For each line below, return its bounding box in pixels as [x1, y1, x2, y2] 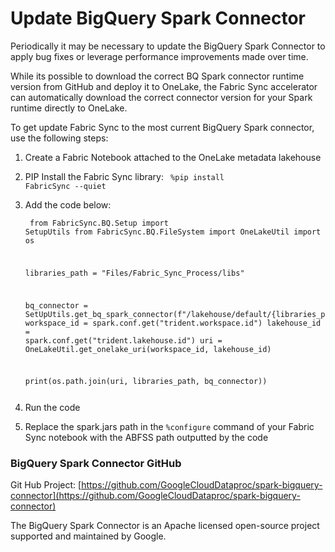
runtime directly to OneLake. [10, 102, 128, 114]
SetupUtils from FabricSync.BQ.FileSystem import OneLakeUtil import [24, 227, 322, 237]
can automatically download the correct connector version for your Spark [10, 91, 313, 103]
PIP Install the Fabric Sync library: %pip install [24, 170, 225, 182]
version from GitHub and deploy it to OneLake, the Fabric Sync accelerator [10, 80, 318, 92]
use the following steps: [10, 132, 109, 144]
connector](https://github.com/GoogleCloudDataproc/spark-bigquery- [10, 490, 301, 502]
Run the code [24, 402, 81, 414]
